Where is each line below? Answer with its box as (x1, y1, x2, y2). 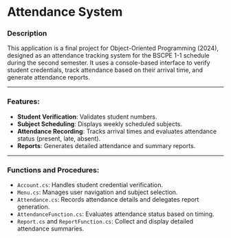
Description (7, 29, 47, 38)
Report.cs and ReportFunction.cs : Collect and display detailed (16, 217, 194, 226)
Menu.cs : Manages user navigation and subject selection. (16, 188, 178, 196)
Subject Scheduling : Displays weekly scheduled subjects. (16, 119, 183, 128)
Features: (7, 97, 40, 106)
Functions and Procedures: (7, 165, 100, 175)
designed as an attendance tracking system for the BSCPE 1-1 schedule (7, 51, 210, 60)
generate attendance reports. (7, 73, 91, 82)
